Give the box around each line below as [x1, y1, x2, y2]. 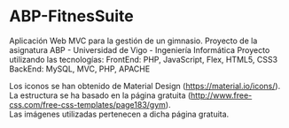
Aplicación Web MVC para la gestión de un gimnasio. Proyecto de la [9, 35, 258, 46]
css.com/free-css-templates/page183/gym [9, 99, 167, 109]
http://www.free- [190, 90, 253, 101]
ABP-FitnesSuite [9, 6, 135, 26]
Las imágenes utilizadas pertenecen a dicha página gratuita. [9, 109, 230, 119]
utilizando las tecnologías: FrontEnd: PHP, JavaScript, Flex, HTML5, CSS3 [9, 54, 277, 64]
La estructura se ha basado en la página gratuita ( [9, 90, 191, 101]
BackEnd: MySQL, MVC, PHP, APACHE [9, 64, 151, 74]
